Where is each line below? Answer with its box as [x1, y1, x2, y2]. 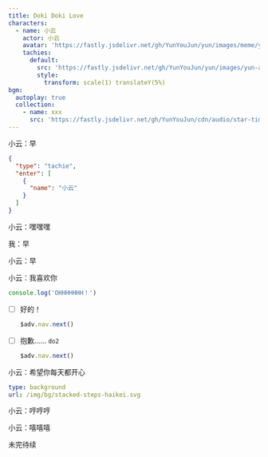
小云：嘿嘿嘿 [8, 221, 50, 232]
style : [37, 71, 59, 79]
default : [29, 57, 59, 65]
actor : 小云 [22, 34, 60, 42]
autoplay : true [15, 93, 66, 101]
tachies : [22, 49, 52, 57]
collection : [15, 101, 56, 109]
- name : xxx [22, 109, 62, 117]
